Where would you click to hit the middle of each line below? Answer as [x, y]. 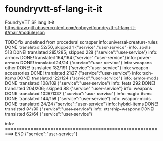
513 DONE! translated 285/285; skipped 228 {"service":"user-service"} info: [81, 52]
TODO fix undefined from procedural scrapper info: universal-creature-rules [81, 42]
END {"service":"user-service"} [46, 134]
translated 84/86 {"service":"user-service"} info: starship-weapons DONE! [80, 109]
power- [144, 57]
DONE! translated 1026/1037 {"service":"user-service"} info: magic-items [78, 94]
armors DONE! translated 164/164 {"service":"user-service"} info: [71, 57]
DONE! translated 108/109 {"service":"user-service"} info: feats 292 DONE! [80, 83]
